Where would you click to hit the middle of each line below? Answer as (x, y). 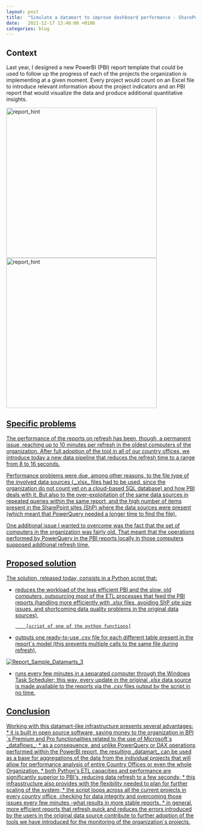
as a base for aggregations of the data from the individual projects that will (99, 758)
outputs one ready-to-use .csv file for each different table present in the (104, 637)
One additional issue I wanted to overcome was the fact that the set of (93, 525)
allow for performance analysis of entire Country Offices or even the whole (99, 764)
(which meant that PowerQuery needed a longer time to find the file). (92, 514)
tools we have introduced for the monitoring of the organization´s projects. (98, 821)
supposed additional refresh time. (48, 544)
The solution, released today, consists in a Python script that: (82, 578)
